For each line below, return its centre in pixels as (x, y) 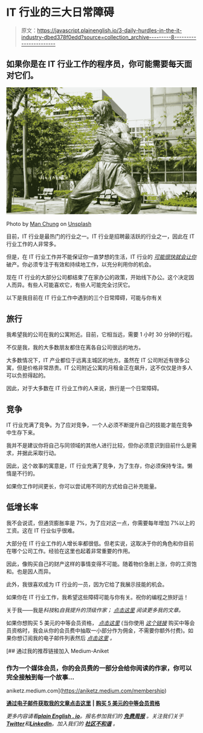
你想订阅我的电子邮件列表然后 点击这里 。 (63, 638)
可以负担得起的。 (27, 376)
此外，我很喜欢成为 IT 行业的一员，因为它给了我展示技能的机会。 (87, 584)
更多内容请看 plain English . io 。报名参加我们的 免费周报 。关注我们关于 (95, 716)
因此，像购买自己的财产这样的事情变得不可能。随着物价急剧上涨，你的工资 (99, 563)
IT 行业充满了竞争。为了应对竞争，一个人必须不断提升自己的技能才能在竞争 (99, 425)
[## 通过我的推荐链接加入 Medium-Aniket (58, 651)
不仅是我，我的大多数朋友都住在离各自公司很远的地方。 (75, 347)
